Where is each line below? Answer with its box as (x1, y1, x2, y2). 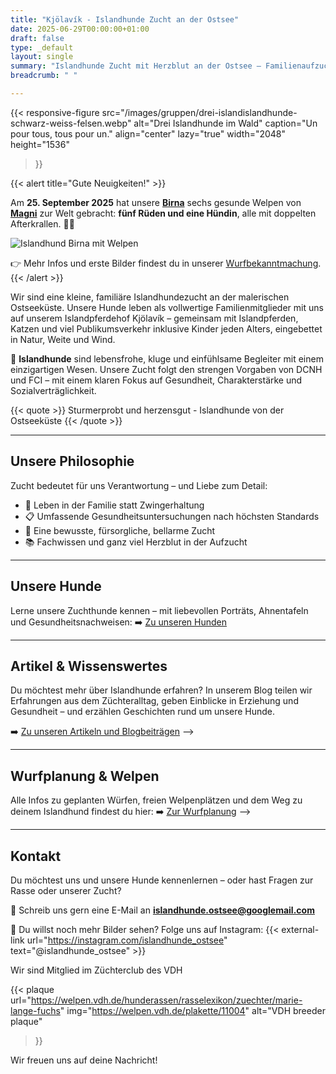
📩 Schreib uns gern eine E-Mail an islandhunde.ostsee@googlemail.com (10, 904, 315, 916)
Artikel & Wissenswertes (10, 657, 168, 675)
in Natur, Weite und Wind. (10, 333, 116, 345)
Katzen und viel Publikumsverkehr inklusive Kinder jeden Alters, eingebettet (10, 322, 323, 335)
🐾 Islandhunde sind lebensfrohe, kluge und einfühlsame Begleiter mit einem (10, 352, 324, 365)
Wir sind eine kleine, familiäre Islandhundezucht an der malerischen (10, 291, 290, 303)
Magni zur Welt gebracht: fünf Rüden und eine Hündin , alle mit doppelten (10, 207, 317, 219)
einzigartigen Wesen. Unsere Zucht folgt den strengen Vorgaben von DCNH (10, 363, 323, 375)
